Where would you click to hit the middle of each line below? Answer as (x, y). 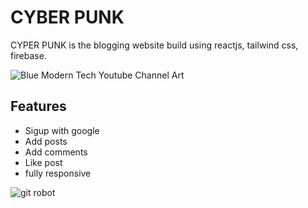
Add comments (56, 152)
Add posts (46, 141)
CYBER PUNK (67, 17)
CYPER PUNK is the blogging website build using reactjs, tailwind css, (154, 45)
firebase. (28, 55)
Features (38, 106)
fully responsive (58, 173)
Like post (43, 162)
